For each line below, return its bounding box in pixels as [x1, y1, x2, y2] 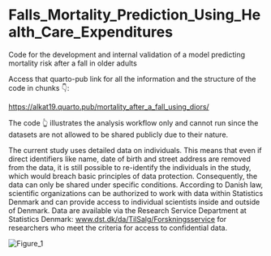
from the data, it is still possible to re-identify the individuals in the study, [8, 162, 252, 172]
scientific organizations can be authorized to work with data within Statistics [8, 188, 264, 198]
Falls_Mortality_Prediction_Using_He [8, 6, 261, 24]
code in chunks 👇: [8, 83, 70, 92]
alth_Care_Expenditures [8, 23, 173, 41]
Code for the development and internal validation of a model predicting [8, 49, 246, 59]
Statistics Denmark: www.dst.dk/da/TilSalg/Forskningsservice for [8, 214, 227, 224]
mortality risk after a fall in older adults [8, 58, 138, 68]
